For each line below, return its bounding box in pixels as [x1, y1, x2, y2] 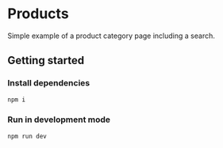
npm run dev [7, 132, 47, 140]
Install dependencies [7, 78, 90, 89]
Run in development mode [7, 114, 111, 125]
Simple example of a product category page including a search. [7, 31, 215, 40]
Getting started [7, 54, 85, 67]
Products [7, 5, 69, 23]
